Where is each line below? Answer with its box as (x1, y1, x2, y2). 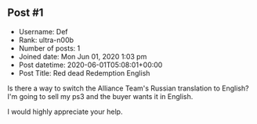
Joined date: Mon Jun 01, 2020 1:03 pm (18, 51, 147, 61)
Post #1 (7, 6, 44, 19)
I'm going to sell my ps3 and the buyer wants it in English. (7, 91, 194, 101)
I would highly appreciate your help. (7, 107, 123, 116)
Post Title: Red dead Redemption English (18, 68, 150, 77)
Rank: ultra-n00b (18, 35, 74, 44)
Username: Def (18, 27, 68, 36)
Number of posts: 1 (18, 43, 81, 53)
